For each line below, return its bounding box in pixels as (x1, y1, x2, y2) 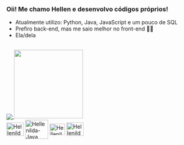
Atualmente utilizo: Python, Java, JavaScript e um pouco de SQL (15, 19, 178, 26)
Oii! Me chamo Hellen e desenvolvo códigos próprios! (6, 5, 169, 13)
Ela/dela (15, 32, 36, 39)
